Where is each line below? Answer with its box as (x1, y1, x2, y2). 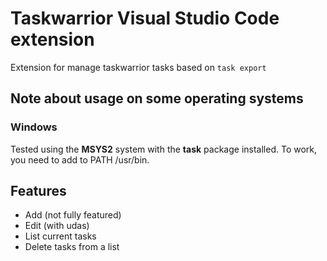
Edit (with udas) (24, 220, 90, 232)
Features (10, 183, 67, 200)
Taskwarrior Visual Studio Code (10, 7, 280, 30)
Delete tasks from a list (24, 241, 120, 253)
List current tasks (24, 230, 97, 242)
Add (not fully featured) (24, 209, 122, 221)
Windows (10, 120, 58, 134)
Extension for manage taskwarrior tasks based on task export (10, 61, 267, 73)
